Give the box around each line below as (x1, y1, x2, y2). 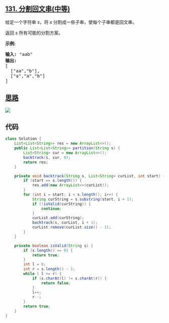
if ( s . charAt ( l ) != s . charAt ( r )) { (32, 276, 107, 281)
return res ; (23, 160, 49, 165)
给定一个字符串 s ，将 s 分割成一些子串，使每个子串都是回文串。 (5, 19, 137, 25)
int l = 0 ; (23, 262, 46, 267)
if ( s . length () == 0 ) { (23, 248, 73, 253)
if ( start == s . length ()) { (23, 178, 82, 183)
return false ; (41, 280, 71, 285)
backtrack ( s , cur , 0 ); (23, 155, 71, 160)
